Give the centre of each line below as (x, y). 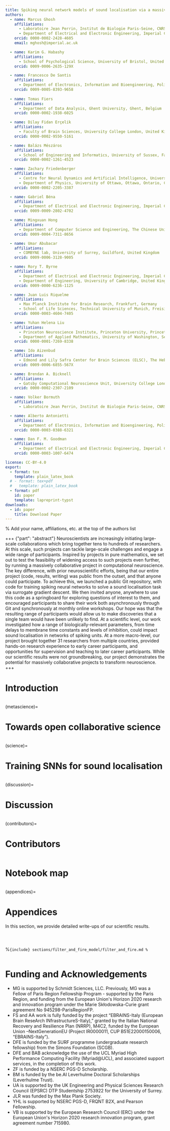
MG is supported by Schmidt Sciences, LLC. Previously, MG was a (81, 988)
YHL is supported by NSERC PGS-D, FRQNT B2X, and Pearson (78, 1101)
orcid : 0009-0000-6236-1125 (44, 285)
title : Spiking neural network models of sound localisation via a (78, 10)
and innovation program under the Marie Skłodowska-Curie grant (81, 1004)
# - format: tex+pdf (31, 481)
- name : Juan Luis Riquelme (39, 295)
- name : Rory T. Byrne (34, 267)
